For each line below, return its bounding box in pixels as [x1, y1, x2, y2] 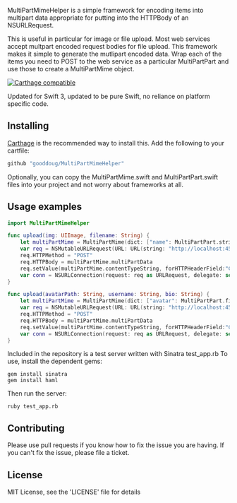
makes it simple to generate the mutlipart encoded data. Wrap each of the [7, 49, 222, 58]
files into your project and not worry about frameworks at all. [7, 180, 183, 189]
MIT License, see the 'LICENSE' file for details [7, 487, 141, 496]
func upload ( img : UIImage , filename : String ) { [7, 232, 150, 239]
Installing [7, 120, 49, 132]
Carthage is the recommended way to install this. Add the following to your [7, 138, 224, 147]
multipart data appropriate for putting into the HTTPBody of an [7, 13, 189, 22]
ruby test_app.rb [7, 403, 59, 410]
